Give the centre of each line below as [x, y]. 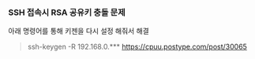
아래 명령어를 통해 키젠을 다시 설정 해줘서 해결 [79, 31]
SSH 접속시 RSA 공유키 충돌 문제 [67, 12]
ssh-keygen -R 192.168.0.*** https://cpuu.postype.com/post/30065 [137, 47]
